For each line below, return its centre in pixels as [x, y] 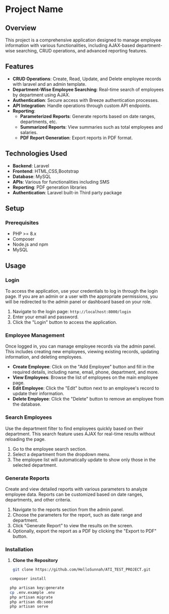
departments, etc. [39, 122]
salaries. [29, 132]
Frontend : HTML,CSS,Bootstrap [46, 171]
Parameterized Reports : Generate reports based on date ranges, [88, 116]
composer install [28, 579]
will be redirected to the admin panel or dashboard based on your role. [79, 302]
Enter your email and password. [46, 317]
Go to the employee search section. [49, 449]
